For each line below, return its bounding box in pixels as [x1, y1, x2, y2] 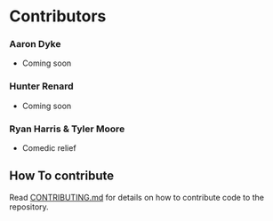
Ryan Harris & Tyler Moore [9, 122, 125, 135]
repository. [9, 201, 49, 212]
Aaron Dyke [9, 38, 61, 51]
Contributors [9, 6, 107, 27]
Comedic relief [21, 143, 77, 154]
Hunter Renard [9, 80, 74, 92]
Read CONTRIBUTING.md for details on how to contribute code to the [9, 192, 265, 202]
